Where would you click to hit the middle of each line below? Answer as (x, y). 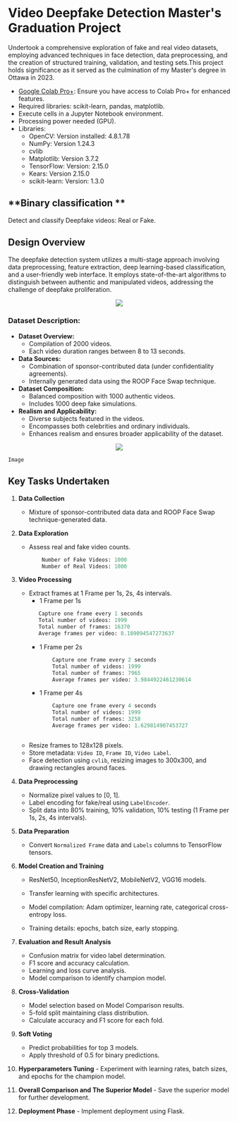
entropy (40, 914)
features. (31, 98)
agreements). (48, 373)
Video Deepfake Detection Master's (115, 13)
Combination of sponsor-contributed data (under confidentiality (121, 366)
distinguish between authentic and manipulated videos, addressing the (111, 282)
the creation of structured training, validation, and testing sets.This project (116, 62)
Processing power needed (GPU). (67, 121)
